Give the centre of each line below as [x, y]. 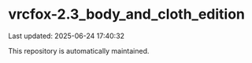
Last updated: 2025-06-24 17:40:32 [66, 36]
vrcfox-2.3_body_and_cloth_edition [127, 14]
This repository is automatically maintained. [79, 51]
